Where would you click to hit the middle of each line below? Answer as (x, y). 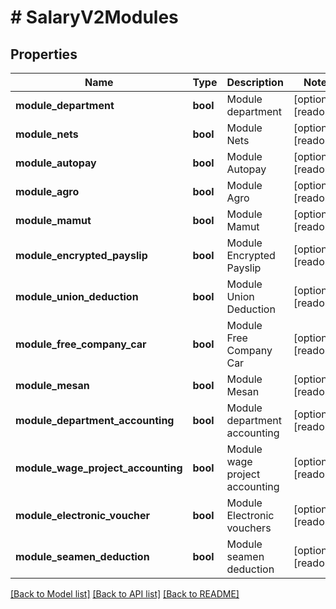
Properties (44, 54)
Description (255, 82)
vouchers (249, 528)
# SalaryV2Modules (94, 17)
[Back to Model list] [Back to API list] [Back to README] (125, 594)
